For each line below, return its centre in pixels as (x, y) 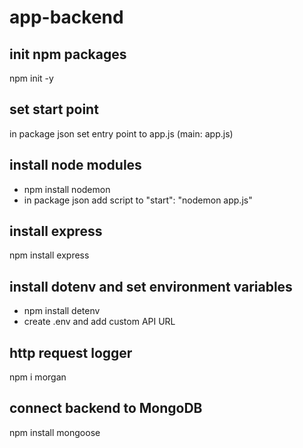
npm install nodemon (67, 189)
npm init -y (31, 78)
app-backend (66, 17)
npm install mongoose (55, 432)
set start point (54, 109)
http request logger (71, 352)
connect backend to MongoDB (106, 408)
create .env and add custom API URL (99, 322)
